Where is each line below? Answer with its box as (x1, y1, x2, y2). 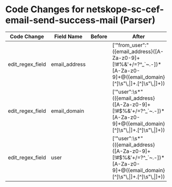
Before (90, 33, 107, 40)
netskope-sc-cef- (86, 4, 164, 15)
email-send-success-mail (5, 14, 118, 26)
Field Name (54, 33, 83, 40)
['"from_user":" (112, 41, 149, 49)
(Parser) (120, 14, 156, 26)
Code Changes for (5, 4, 84, 15)
